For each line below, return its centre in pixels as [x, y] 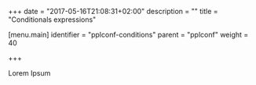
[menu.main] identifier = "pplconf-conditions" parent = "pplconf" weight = [128, 35]
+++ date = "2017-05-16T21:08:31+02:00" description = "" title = [113, 11]
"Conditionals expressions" [52, 19]
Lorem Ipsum [29, 73]
